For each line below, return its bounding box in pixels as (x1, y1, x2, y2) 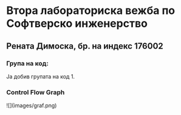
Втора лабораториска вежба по (6, 4, 175, 18)
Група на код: (6, 59, 49, 68)
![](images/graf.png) (6, 102, 57, 110)
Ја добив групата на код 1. (6, 72, 75, 80)
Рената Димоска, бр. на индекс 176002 (6, 41, 164, 51)
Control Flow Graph (6, 88, 65, 96)
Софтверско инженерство (6, 16, 148, 30)
